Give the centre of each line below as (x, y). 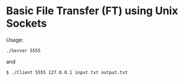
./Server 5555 (24, 51)
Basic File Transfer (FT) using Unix (92, 11)
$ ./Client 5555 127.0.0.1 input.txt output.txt (67, 72)
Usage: (15, 40)
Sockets (27, 23)
